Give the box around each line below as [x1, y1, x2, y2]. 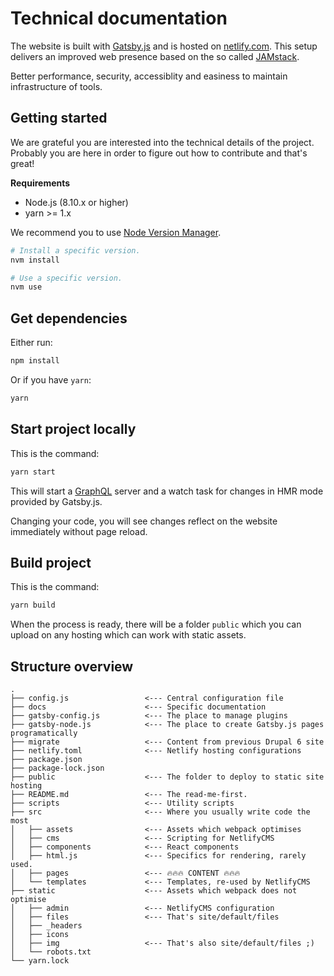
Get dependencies [10, 310, 128, 327]
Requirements [10, 177, 71, 189]
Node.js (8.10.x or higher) [24, 196, 129, 208]
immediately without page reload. [10, 525, 148, 537]
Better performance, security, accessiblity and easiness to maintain [10, 70, 288, 82]
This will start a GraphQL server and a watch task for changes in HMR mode [10, 485, 324, 497]
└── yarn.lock [10, 956, 70, 966]
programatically [10, 728, 78, 738]
